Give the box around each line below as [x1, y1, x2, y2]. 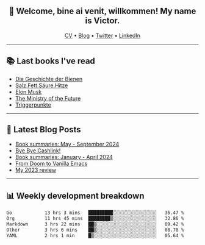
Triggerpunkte [15, 101, 52, 108]
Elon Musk [15, 88, 42, 95]
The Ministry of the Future [15, 94, 81, 102]
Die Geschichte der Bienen [15, 75, 83, 82]
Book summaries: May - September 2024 [15, 141, 120, 148]
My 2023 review [15, 166, 57, 174]
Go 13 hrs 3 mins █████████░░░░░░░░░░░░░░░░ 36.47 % [6, 210, 184, 216]
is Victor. [85, 16, 120, 26]
